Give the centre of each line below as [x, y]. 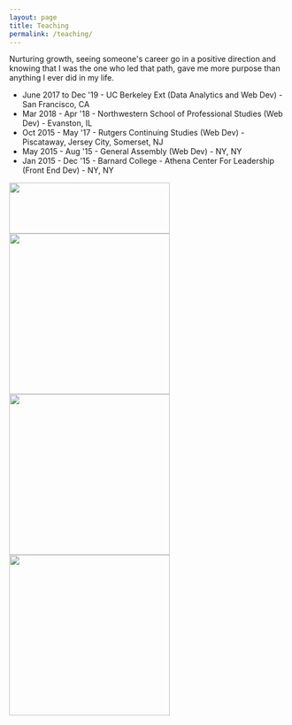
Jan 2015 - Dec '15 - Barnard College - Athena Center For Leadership [148, 161]
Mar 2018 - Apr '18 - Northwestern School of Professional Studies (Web [152, 114]
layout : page [33, 17]
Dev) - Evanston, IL [57, 123]
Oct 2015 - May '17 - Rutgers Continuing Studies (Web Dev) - [133, 133]
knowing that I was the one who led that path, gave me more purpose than [145, 68]
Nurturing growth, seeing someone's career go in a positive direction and [142, 59]
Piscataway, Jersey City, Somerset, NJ [92, 142]
